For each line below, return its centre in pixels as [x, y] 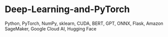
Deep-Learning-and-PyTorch [67, 9]
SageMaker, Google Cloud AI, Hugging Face [51, 28]
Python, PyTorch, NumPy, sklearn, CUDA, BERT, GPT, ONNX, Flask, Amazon [84, 23]
